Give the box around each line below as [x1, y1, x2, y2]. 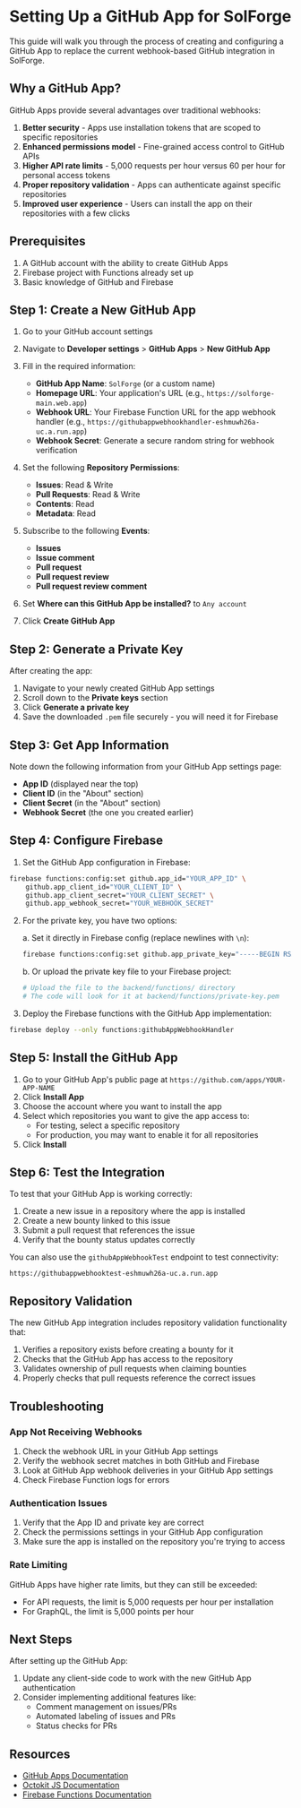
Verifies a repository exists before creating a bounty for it [21, 1344, 235, 1355]
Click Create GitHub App [21, 616, 116, 626]
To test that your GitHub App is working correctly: [9, 1189, 193, 1200]
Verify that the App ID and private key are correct [21, 1517, 204, 1528]
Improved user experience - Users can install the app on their [21, 198, 253, 209]
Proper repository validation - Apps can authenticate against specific [21, 179, 281, 190]
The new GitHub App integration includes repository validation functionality [9, 1317, 288, 1328]
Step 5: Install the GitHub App [9, 1050, 178, 1065]
